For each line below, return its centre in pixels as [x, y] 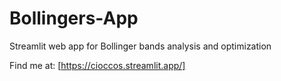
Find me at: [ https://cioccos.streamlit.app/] [97, 65]
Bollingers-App [74, 18]
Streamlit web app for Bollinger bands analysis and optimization [140, 46]
